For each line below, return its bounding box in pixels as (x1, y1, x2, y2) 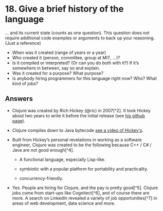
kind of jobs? (12, 80, 38, 86)
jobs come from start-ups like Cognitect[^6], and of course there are (12, 190, 149, 195)
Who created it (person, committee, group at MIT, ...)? (12, 54, 120, 60)
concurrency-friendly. (19, 175, 63, 181)
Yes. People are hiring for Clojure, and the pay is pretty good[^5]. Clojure (12, 185, 158, 191)
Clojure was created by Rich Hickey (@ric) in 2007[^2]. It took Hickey (12, 107, 151, 113)
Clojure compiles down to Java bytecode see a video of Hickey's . (12, 127, 144, 133)
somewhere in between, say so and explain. (12, 65, 100, 71)
